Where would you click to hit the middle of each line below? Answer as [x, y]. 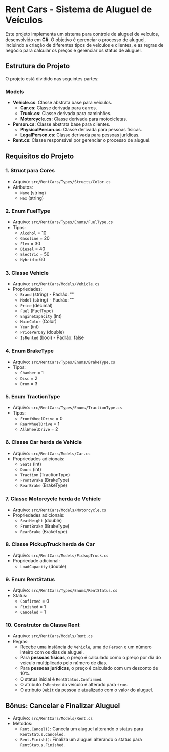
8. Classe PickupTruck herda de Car [50, 544]
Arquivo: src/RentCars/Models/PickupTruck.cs [60, 555]
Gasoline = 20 [35, 238]
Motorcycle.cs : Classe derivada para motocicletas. [74, 119]
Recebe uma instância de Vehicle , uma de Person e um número [86, 647]
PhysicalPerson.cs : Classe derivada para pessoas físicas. [81, 130]
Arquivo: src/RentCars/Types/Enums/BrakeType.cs [64, 362]
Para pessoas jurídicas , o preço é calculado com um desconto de [89, 668]
